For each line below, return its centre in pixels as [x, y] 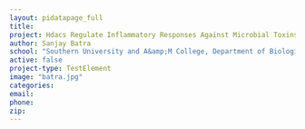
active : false [36, 60]
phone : [22, 102]
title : [22, 26]
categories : [32, 85]
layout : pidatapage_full [56, 18]
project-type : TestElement [60, 69]
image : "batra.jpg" [46, 77]
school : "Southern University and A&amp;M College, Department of [138, 52]
